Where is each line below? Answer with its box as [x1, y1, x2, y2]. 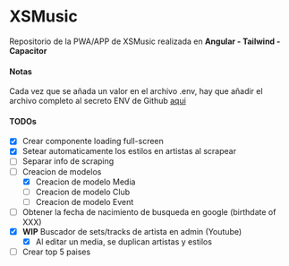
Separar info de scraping [21, 156, 115, 167]
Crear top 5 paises [21, 246, 91, 257]
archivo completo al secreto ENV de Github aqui [9, 96, 186, 107]
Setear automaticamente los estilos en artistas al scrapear [21, 146, 237, 157]
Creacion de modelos [21, 166, 102, 176]
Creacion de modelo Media [35, 176, 136, 187]
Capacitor [9, 45, 47, 56]
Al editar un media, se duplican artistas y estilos [35, 236, 213, 247]
